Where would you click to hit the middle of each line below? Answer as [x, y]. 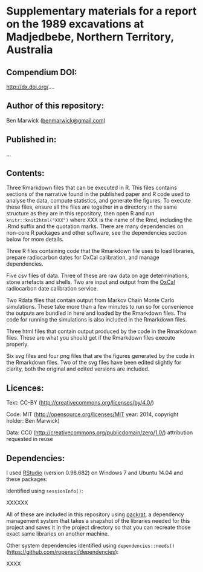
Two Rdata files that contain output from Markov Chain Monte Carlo [90, 300]
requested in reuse [30, 439]
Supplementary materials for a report [101, 11]
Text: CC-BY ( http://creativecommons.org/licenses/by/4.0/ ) [80, 403]
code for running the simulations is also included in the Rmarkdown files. [97, 320]
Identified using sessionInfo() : [45, 491]
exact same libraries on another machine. [58, 534]
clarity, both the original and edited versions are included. [78, 369]
